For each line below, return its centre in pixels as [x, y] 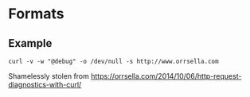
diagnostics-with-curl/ [45, 85]
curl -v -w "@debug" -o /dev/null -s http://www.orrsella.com [113, 61]
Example [30, 43]
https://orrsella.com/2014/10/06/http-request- [166, 76]
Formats [36, 14]
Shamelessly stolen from [49, 76]
